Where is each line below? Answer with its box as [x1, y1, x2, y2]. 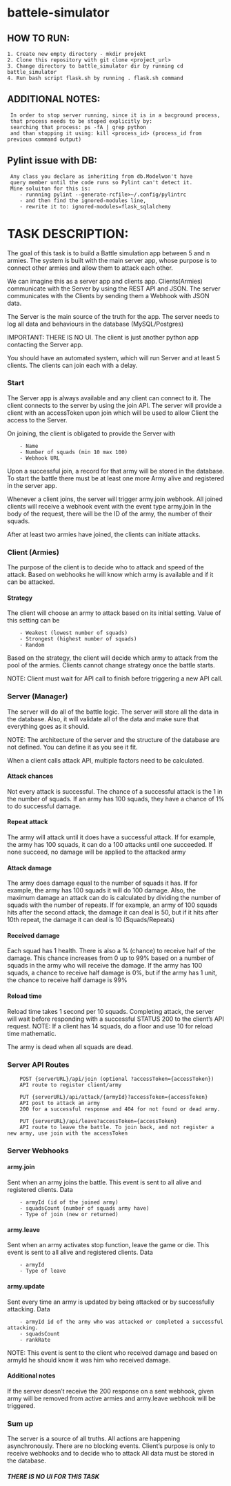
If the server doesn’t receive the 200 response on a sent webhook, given [7, 1387, 214, 1395]
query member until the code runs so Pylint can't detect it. [10, 179, 193, 186]
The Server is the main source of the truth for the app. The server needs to [7, 312, 220, 320]
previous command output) [7, 136, 81, 143]
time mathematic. [7, 1029, 57, 1037]
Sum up [7, 1418, 34, 1428]
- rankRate [19, 1336, 51, 1343]
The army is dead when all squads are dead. [7, 1042, 133, 1050]
